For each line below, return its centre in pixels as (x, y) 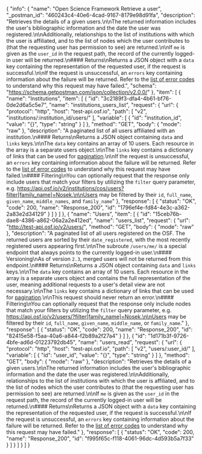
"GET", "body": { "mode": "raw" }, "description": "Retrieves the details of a (99, 361)
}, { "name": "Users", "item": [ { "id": (107, 214)
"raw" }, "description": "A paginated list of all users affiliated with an (91, 130)
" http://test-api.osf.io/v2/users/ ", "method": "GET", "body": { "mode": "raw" (100, 227)
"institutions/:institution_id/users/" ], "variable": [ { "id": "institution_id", (94, 118)
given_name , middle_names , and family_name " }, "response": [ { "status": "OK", (101, 201)
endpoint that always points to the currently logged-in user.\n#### (89, 252)
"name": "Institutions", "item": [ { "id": (53, 98)
